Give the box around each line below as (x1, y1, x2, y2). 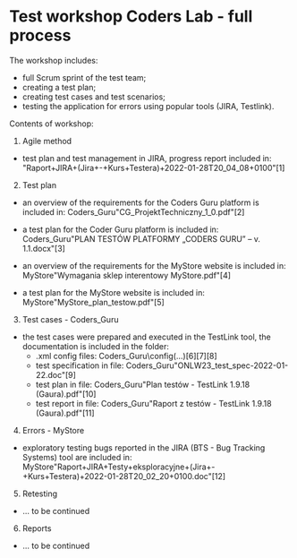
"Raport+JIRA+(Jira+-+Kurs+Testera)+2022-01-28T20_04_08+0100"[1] (21, 162, 285, 173)
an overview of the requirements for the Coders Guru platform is (21, 197, 259, 208)
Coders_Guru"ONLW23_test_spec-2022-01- (125, 360, 289, 371)
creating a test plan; (21, 82, 97, 92)
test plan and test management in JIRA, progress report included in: (21, 152, 272, 163)
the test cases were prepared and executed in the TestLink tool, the (21, 331, 271, 342)
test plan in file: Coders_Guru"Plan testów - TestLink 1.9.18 (35, 379, 250, 390)
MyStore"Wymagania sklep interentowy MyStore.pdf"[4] (21, 270, 231, 280)
